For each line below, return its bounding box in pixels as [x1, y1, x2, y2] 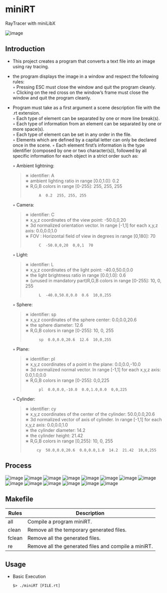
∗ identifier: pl [25, 356, 55, 362]
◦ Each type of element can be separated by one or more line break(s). [12, 115, 160, 121]
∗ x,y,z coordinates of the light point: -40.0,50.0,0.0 [25, 267, 134, 273]
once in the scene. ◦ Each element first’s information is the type [12, 142, 145, 148]
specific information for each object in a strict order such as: [12, 153, 139, 159]
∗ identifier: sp [25, 311, 57, 317]
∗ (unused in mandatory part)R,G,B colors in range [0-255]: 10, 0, [25, 277, 161, 283]
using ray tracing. [12, 63, 49, 69]
